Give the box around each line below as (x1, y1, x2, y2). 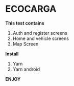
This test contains (5, 20, 44, 26)
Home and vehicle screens (12, 35, 69, 41)
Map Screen (12, 40, 39, 47)
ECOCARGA (5, 3, 57, 15)
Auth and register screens (12, 30, 67, 36)
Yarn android (12, 66, 40, 72)
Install (5, 51, 19, 57)
